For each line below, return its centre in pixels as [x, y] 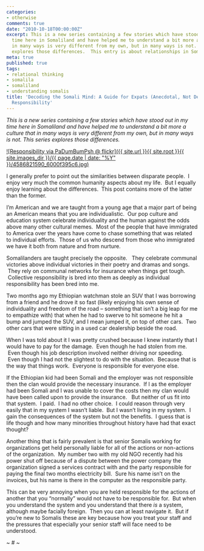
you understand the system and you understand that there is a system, [95, 505]
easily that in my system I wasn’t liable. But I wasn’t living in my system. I [99, 410]
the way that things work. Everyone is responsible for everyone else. [93, 366]
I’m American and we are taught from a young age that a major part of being [101, 207]
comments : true [25, 23]
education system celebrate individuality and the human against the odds [98, 220]
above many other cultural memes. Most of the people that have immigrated [102, 227]
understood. [22, 530]
